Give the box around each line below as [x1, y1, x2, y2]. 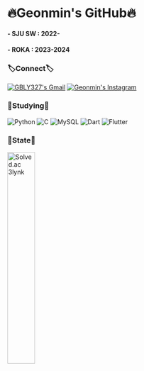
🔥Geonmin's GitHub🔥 [7, 5, 136, 21]
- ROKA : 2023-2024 [7, 45, 70, 54]
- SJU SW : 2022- [7, 29, 60, 38]
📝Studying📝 [7, 101, 50, 111]
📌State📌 [7, 135, 36, 145]
